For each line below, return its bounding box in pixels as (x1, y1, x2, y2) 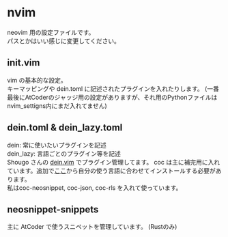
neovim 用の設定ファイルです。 (7, 28, 95, 36)
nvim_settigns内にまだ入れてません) (7, 101, 107, 110)
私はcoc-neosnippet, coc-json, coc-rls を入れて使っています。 (7, 183, 182, 192)
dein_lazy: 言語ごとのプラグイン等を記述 (7, 149, 121, 158)
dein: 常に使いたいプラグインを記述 (7, 141, 107, 149)
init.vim (7, 57, 40, 69)
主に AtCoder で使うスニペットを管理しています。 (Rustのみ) (7, 223, 177, 231)
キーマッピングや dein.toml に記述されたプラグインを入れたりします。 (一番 (7, 84, 220, 93)
